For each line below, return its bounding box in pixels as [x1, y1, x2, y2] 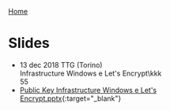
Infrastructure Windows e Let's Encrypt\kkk [19, 68, 162, 78]
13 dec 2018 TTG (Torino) [19, 60, 103, 69]
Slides [8, 35, 50, 52]
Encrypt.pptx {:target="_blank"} [19, 94, 122, 103]
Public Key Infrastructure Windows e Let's [19, 85, 157, 94]
